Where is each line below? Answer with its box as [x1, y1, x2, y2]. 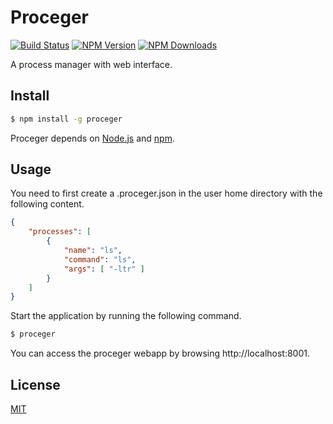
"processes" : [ [28, 227, 92, 237]
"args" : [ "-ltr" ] [63, 264, 145, 274]
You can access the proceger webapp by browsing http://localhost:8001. [10, 347, 311, 360]
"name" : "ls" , [63, 246, 123, 256]
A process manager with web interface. [10, 58, 173, 70]
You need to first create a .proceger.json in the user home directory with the [10, 187, 323, 200]
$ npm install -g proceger [10, 114, 123, 124]
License [10, 376, 61, 393]
